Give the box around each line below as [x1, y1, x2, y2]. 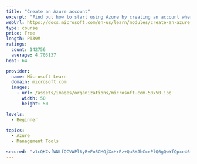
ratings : [6, 42, 28, 47]
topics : [6, 127, 25, 134]
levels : [6, 111, 25, 117]
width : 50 [21, 95, 46, 101]
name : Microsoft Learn [11, 74, 67, 80]
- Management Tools [11, 138, 59, 144]
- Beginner [11, 117, 38, 123]
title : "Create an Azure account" [6, 8, 91, 15]
